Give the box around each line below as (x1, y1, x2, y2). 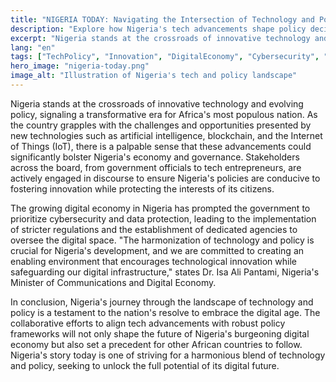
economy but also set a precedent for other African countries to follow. (10, 338, 303, 350)
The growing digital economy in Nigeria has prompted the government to (10, 202, 311, 214)
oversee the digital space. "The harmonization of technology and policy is (10, 234, 315, 246)
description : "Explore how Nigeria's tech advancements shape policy (10, 24, 307, 34)
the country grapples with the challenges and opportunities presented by (10, 119, 312, 131)
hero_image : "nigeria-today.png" (10, 61, 150, 71)
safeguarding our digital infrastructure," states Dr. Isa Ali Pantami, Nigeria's (10, 266, 320, 278)
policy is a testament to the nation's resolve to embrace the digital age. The (10, 306, 321, 318)
